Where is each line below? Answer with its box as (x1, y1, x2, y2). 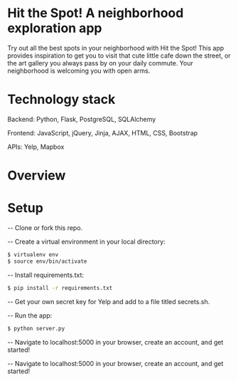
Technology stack (7, 91, 116, 108)
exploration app (7, 20, 102, 36)
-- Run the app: (7, 311, 53, 320)
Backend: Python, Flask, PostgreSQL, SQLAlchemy (7, 115, 156, 123)
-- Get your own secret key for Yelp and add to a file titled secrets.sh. (7, 297, 210, 306)
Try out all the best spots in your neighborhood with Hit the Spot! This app (7, 43, 225, 52)
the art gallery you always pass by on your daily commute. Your (7, 58, 193, 67)
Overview (7, 167, 66, 184)
